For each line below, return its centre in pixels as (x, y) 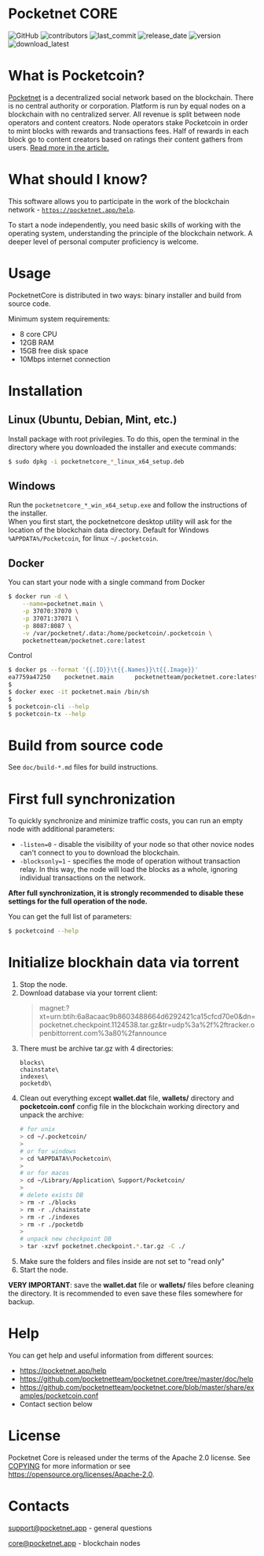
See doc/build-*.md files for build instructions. (83, 767)
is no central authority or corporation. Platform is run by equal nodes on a (127, 105)
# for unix (37, 1129)
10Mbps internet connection (65, 359)
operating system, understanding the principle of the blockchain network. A (130, 233)
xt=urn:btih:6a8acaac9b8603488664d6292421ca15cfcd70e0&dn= (147, 1017)
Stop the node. (44, 985)
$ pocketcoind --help (44, 931)
